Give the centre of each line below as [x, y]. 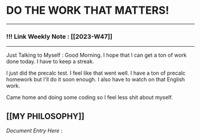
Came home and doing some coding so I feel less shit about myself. [90, 98]
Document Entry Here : [34, 131]
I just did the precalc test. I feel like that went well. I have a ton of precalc [96, 73]
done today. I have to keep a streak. [50, 62]
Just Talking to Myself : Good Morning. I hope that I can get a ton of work [97, 55]
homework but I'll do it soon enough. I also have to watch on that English [96, 80]
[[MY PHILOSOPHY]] [45, 116]
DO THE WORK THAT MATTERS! [88, 10]
